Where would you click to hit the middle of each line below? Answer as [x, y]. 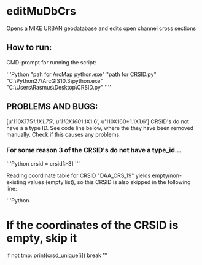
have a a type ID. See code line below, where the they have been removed [100, 128]
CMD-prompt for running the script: [51, 62]
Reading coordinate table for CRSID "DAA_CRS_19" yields [79, 175]
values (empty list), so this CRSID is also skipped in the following [109, 182]
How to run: [29, 48]
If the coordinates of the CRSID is [92, 225]
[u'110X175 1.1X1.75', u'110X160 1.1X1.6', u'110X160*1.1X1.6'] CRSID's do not [98, 121]
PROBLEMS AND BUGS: [52, 106]
